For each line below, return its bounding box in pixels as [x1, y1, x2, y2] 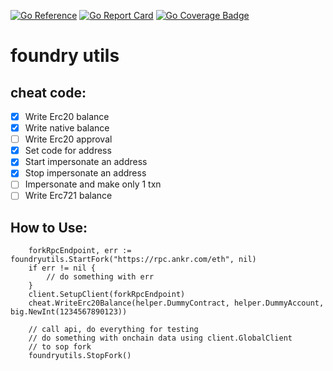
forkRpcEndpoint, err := [28, 246, 132, 256]
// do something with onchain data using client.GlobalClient [28, 333, 293, 344]
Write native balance [24, 122, 110, 134]
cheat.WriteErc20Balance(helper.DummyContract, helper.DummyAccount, [28, 298, 325, 309]
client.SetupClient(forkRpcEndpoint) [28, 290, 186, 300]
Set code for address [24, 145, 112, 157]
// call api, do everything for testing [28, 325, 199, 335]
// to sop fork [28, 342, 92, 352]
